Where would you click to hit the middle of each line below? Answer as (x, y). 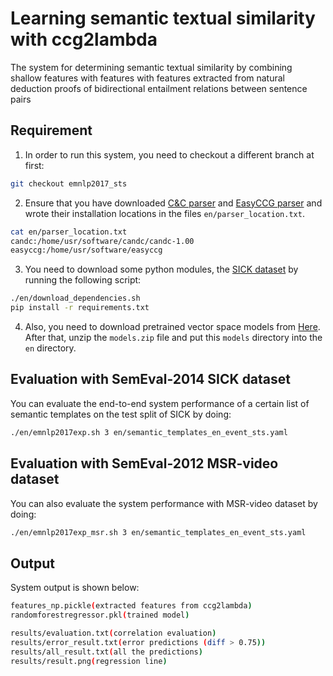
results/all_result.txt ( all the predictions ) (106, 652)
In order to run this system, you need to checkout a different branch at (169, 154)
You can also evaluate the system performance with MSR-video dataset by (164, 503)
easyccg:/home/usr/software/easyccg (86, 250)
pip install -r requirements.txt (80, 308)
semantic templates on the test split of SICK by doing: (121, 414)
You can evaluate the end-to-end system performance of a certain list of (160, 403)
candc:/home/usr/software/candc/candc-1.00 (102, 241)
